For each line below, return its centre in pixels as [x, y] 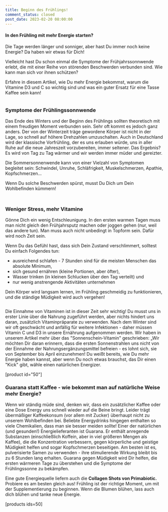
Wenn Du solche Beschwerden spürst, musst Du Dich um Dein [69, 183]
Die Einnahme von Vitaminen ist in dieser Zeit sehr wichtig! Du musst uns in [83, 312]
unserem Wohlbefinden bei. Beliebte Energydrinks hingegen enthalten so [81, 421]
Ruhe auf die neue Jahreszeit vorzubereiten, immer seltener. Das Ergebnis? [83, 147]
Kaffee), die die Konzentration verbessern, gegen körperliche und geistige [82, 442]
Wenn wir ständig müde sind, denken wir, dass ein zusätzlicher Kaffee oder [83, 404]
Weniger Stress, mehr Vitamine [44, 209]
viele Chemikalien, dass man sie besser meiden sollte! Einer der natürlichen [83, 426]
